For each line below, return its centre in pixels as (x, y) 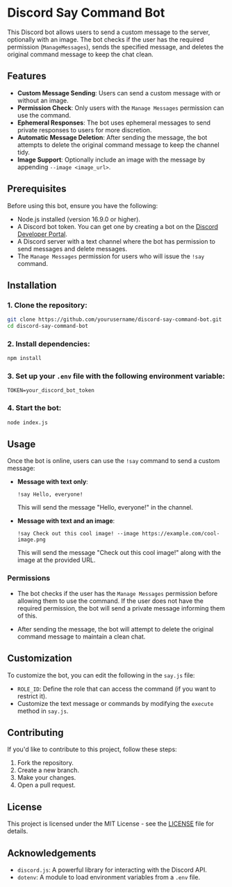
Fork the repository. (45, 763)
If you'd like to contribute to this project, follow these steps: (92, 749)
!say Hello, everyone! (50, 495)
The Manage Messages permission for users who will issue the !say (111, 256)
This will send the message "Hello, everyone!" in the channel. (105, 508)
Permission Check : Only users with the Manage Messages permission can (121, 108)
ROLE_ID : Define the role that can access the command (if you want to (117, 689)
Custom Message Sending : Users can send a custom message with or (119, 93)
